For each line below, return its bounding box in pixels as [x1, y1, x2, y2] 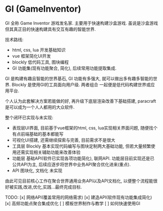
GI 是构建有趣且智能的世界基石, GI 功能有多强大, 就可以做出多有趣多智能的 [5, 76, 153, 81]
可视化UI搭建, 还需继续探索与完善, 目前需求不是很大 [12, 137, 115, 143]
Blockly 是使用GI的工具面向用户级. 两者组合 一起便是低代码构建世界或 [11, 81, 151, 87]
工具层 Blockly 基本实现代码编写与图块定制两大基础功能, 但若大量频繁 [12, 143, 151, 149]
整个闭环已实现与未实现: [5, 115, 54, 120]
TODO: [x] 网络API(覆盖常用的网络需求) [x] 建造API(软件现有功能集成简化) [5, 194, 152, 200]
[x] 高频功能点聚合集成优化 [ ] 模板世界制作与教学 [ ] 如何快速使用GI [5, 200, 141, 206]
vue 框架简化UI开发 [12, 53, 51, 59]
